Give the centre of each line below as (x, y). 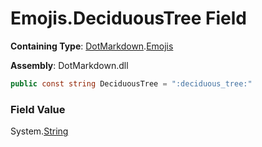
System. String (39, 131)
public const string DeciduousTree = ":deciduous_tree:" (131, 83)
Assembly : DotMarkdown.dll (69, 65)
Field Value (38, 109)
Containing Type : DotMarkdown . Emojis (92, 46)
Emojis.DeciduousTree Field (128, 18)
